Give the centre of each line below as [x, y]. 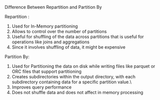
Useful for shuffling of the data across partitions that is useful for [78, 37]
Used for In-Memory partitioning [45, 26]
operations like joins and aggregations [51, 42]
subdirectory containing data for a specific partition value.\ [72, 82]
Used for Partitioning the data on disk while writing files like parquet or [83, 66]
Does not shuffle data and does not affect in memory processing [78, 92]
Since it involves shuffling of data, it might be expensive [68, 47]
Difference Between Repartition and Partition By [53, 7]
